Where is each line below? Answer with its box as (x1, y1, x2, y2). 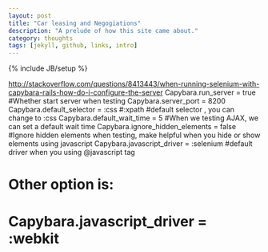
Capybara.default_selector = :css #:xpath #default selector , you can (8, 105, 234, 115)
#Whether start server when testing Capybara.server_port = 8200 (8, 96, 226, 106)
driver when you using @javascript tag (8, 148, 136, 157)
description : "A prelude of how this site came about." (8, 26, 198, 35)
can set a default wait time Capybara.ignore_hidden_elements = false (8, 122, 237, 132)
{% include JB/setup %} (8, 63, 88, 73)
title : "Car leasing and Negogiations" (8, 19, 142, 27)
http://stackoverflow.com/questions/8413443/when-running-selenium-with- (8, 79, 260, 89)
